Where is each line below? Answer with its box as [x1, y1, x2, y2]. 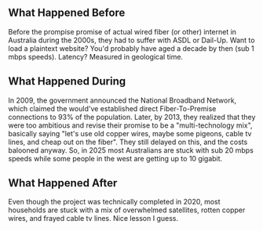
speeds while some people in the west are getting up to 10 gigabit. [8, 153, 223, 163]
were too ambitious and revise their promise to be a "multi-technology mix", [8, 121, 253, 130]
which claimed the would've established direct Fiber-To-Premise [8, 103, 217, 113]
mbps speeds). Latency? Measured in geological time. [8, 52, 183, 61]
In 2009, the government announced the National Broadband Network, [8, 96, 237, 105]
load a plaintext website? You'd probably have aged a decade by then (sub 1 [8, 43, 254, 53]
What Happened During [8, 74, 126, 88]
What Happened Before [8, 6, 126, 20]
